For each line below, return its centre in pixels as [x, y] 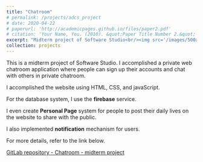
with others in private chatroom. [46, 76]
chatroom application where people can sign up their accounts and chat [96, 69]
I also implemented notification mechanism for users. [73, 129]
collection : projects [34, 46]
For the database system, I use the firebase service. [72, 99]
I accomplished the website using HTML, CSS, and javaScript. [83, 87]
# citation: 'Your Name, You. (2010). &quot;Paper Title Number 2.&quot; [101, 34]
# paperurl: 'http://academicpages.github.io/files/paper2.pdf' [89, 29]
